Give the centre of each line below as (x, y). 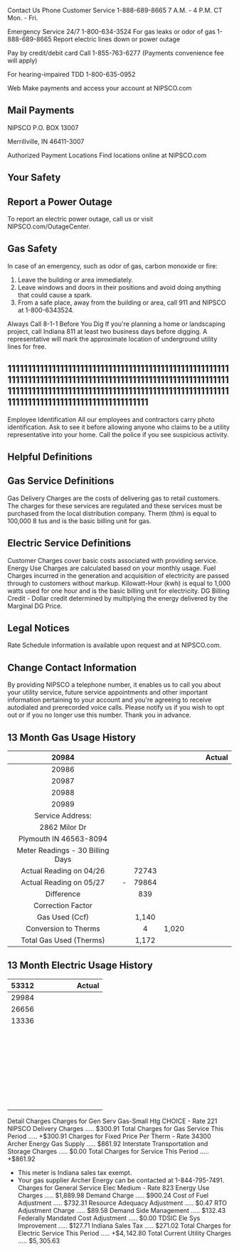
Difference (63, 894)
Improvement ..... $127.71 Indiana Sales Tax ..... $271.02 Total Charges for (124, 1225)
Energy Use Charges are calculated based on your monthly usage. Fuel (112, 568)
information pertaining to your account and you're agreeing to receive (110, 700)
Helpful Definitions (50, 457)
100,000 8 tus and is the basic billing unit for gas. (79, 521)
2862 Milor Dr (63, 827)
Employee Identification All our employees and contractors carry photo (111, 419)
